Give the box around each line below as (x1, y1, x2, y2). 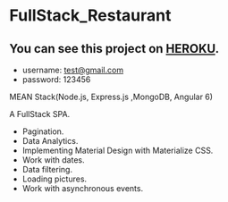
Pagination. (21, 126, 64, 137)
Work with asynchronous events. (21, 183, 144, 193)
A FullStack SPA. (9, 109, 71, 119)
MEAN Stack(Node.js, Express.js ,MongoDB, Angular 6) (9, 91, 213, 102)
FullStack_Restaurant (9, 5, 172, 26)
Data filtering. (21, 164, 73, 174)
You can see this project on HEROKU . (9, 41, 220, 56)
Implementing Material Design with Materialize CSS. (21, 145, 214, 156)
